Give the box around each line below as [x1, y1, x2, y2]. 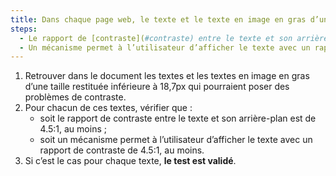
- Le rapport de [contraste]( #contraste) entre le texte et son [19, 33, 293, 43]
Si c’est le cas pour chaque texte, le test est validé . [24, 155, 237, 167]
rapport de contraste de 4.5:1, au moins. [39, 144, 205, 156]
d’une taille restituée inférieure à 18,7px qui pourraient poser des [24, 81, 290, 93]
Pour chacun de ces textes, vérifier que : [24, 102, 193, 114]
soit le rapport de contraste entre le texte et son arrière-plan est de [39, 112, 317, 125]
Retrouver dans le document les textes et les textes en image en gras [24, 70, 310, 82]
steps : [10, 24, 38, 34]
